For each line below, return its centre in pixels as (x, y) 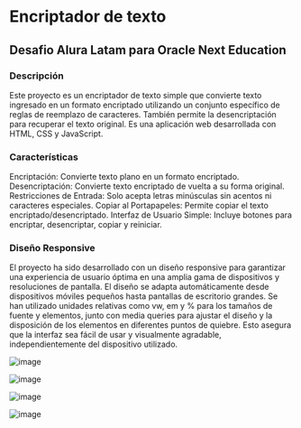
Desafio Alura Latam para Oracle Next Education (148, 50)
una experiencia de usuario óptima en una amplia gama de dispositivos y (145, 277)
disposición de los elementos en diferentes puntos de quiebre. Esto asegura (150, 325)
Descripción (37, 76)
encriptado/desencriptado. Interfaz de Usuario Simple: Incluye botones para (151, 215)
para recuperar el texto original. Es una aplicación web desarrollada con (143, 124)
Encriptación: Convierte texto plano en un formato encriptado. (124, 177)
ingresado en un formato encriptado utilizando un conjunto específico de (145, 105)
